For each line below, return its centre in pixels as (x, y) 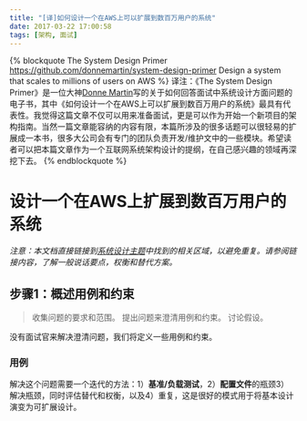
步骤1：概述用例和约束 (72, 294)
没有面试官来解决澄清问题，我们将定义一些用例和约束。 (113, 337)
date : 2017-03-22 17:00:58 (61, 26)
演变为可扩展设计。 (46, 407)
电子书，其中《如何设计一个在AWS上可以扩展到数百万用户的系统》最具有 (146, 104)
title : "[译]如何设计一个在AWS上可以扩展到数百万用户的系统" (113, 18)
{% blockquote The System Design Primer (88, 61)
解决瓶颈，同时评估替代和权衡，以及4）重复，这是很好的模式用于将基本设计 (152, 395)
